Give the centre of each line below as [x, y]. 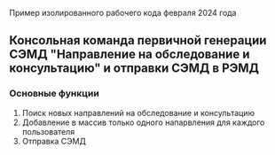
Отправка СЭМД [54, 141]
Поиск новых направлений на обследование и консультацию [138, 112]
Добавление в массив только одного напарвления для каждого [143, 122]
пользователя [48, 131]
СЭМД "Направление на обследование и [130, 54]
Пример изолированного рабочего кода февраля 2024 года [123, 13]
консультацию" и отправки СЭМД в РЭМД [134, 69]
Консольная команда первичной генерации [138, 40]
